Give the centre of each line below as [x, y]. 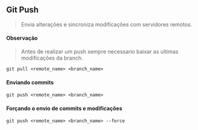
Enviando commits [30, 82]
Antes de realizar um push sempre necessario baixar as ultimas [100, 52]
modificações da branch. [52, 58]
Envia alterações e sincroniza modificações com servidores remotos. [107, 24]
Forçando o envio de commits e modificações [64, 108]
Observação [22, 38]
